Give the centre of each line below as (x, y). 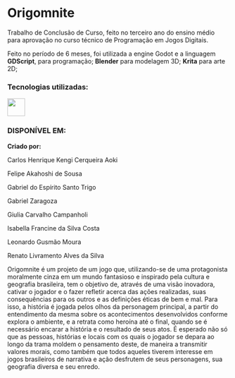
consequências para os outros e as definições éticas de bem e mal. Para (113, 299)
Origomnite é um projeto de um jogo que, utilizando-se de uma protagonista (118, 269)
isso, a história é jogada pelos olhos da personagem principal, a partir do (113, 306)
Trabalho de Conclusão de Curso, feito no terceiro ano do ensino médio (111, 32)
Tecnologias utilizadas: (48, 87)
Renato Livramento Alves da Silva (56, 255)
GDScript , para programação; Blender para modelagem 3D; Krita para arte (116, 61)
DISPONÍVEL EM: (37, 130)
